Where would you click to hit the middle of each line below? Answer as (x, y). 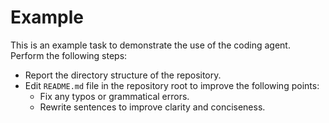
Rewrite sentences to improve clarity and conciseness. (152, 107)
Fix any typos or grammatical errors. (114, 96)
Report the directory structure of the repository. (123, 75)
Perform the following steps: (69, 55)
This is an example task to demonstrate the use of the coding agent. (150, 45)
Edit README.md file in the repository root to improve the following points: (172, 85)
